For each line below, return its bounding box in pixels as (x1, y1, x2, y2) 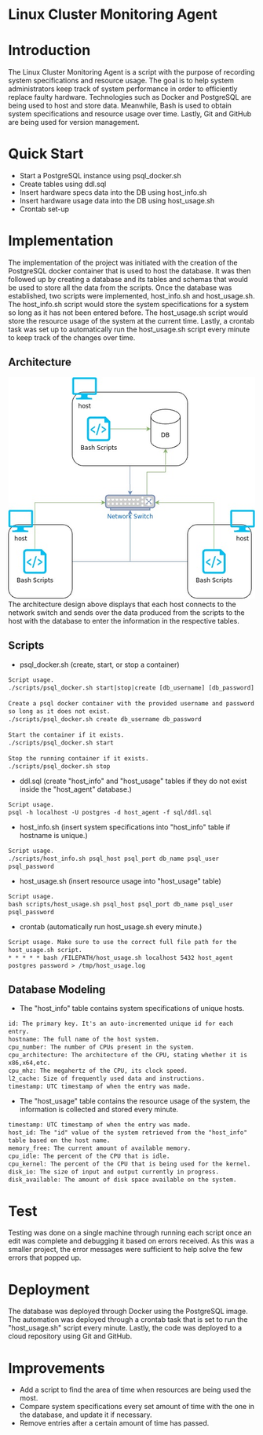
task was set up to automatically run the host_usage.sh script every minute (8, 324, 250, 334)
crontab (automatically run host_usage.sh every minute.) (19, 921, 203, 932)
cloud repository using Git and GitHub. (8, 1331, 133, 1341)
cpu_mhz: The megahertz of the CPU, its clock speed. (8, 1067, 188, 1075)
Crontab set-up (19, 204, 69, 214)
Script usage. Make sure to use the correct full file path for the (8, 938, 237, 946)
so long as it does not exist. (8, 707, 111, 716)
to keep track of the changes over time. (8, 333, 136, 342)
